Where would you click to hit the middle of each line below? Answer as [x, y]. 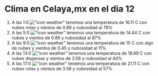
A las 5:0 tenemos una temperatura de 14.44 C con [81, 32]
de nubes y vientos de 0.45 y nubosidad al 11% [59, 48]
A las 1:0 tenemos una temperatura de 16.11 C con [79, 22]
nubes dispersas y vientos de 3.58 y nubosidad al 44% [67, 58]
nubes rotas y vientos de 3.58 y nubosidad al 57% [62, 68]
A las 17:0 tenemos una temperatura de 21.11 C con [80, 63]
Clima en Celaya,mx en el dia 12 [69, 9]
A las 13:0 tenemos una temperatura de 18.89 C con [82, 53]
